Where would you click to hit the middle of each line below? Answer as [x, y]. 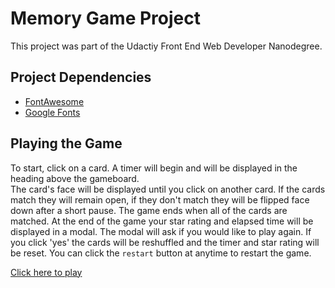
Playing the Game [66, 143]
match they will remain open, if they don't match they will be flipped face [160, 199]
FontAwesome [54, 101]
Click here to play [46, 272]
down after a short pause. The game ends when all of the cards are [149, 210]
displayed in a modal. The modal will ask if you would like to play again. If [161, 231]
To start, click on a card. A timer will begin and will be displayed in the [154, 168]
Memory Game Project [105, 18]
